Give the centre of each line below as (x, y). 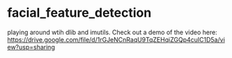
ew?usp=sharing (31, 47)
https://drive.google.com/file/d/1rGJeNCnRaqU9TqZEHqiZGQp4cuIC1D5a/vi (116, 39)
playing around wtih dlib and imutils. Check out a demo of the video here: (112, 32)
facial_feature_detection (79, 13)
